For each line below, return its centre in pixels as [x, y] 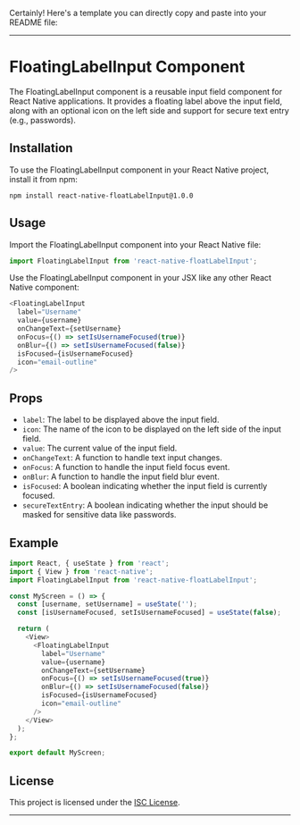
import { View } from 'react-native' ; [81, 571]
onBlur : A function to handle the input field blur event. [121, 476]
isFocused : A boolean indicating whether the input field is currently [145, 486]
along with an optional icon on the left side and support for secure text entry [150, 110]
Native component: [45, 287]
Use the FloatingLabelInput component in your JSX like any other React [141, 278]
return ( [33, 629]
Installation [41, 148]
